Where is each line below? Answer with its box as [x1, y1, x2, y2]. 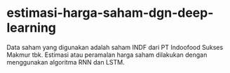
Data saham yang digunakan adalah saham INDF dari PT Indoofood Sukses [6, 43, 224, 51]
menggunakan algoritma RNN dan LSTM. [6, 58, 125, 66]
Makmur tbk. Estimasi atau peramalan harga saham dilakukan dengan [6, 51, 208, 59]
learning [6, 20, 57, 36]
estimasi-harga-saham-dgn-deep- [6, 5, 214, 21]
